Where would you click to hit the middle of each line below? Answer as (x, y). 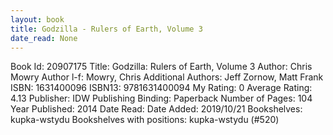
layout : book (37, 19)
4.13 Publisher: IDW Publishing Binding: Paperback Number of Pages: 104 (161, 98)
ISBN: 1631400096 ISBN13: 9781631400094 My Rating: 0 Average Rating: (161, 88)
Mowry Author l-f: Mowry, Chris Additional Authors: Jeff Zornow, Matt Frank (167, 77)
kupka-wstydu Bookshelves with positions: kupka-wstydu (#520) (145, 120)
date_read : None (44, 38)
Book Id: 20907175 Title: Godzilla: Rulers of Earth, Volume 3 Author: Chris (161, 67)
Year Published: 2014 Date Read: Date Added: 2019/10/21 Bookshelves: (156, 109)
